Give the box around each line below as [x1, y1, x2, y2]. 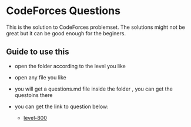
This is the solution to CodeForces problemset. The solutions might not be [6, 24, 185, 31]
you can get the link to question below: [14, 103, 109, 110]
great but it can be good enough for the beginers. [6, 29, 126, 36]
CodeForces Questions [6, 4, 120, 18]
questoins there [14, 91, 53, 98]
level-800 [23, 114, 47, 121]
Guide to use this [6, 47, 69, 57]
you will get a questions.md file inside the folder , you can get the [14, 85, 173, 92]
